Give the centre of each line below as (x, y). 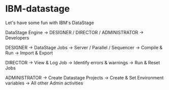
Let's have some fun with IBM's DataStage (50, 23)
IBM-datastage (38, 9)
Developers (17, 38)
